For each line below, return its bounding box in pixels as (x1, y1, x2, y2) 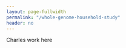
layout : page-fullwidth (6, 8, 67, 15)
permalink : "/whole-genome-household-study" (6, 14, 121, 20)
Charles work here (6, 37, 53, 44)
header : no (6, 20, 34, 26)
